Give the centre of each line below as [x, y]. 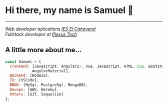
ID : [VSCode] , [24, 80]
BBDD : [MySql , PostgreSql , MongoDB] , [49, 85]
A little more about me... [43, 50]
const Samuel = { [23, 62]
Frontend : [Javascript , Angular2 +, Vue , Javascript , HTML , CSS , [78, 66]
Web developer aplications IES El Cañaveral [50, 29]
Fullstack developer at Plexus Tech [41, 34]
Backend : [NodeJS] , [30, 76]
